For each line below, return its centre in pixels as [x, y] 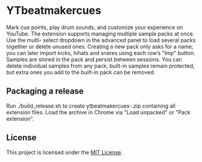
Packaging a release [45, 91]
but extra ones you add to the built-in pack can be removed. [81, 72]
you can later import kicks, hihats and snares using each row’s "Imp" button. [101, 53]
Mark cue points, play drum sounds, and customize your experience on [95, 27]
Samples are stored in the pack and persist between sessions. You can [94, 59]
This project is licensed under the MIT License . [65, 152]
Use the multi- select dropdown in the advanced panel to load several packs [101, 40]
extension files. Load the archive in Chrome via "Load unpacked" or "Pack [99, 112]
